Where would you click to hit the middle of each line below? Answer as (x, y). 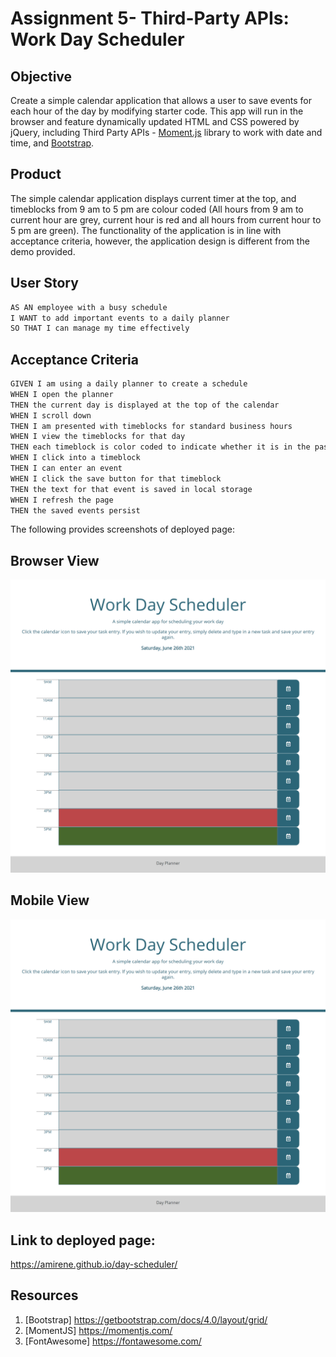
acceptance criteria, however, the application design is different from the (160, 241)
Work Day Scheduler (97, 39)
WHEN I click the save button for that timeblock (116, 478)
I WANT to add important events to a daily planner (120, 318)
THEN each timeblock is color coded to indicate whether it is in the (160, 447)
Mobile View (50, 900)
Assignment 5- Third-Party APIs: (150, 18)
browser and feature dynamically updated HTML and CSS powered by (155, 121)
